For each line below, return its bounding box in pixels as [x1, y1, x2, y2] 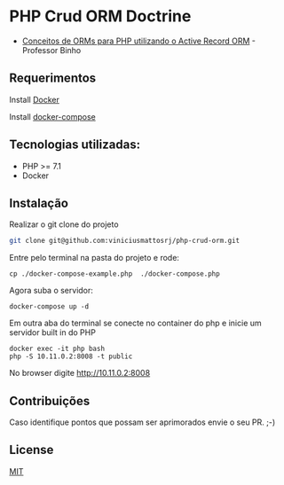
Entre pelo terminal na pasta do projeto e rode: [9, 253, 180, 263]
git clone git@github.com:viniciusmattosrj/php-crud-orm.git [9, 237, 241, 246]
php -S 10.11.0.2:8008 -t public [9, 352, 133, 361]
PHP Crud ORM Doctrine [9, 6, 192, 27]
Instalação [9, 195, 69, 210]
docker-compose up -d [9, 302, 90, 311]
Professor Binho [21, 44, 82, 55]
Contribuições [9, 393, 91, 409]
